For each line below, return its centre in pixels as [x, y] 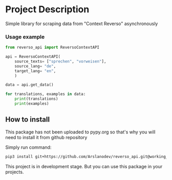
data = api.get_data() [29, 85]
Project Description [47, 9]
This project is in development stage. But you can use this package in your [84, 166]
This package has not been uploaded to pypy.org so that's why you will [80, 132]
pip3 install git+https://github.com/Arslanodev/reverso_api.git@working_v [88, 156]
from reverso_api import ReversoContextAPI [52, 48]
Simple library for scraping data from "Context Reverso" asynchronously [82, 24]
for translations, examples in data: [46, 94]
